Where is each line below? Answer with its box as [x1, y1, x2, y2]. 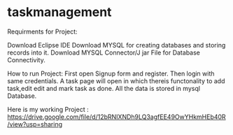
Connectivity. [7, 55, 45, 64]
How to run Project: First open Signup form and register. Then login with [7, 69, 215, 78]
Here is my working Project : [7, 105, 89, 113]
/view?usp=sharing [7, 120, 63, 128]
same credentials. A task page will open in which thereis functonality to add [7, 76, 225, 85]
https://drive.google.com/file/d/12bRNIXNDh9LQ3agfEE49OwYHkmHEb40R [7, 113, 226, 121]
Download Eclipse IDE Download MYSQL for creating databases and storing [7, 41, 226, 49]
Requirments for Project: [7, 27, 78, 36]
